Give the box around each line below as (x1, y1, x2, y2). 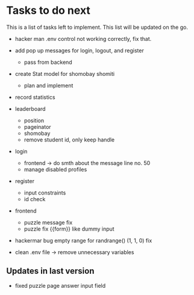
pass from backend (23, 58, 72, 66)
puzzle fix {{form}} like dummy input (23, 225, 114, 232)
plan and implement (23, 82, 74, 89)
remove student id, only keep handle (23, 136, 115, 143)
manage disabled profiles (23, 166, 87, 173)
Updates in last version (6, 266, 95, 276)
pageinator (23, 123, 51, 130)
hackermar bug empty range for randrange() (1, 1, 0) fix (14, 237, 152, 244)
